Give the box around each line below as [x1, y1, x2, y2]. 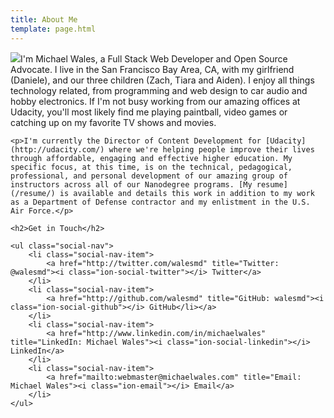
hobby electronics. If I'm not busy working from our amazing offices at [10, 95, 301, 107]
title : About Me [10, 14, 78, 25]
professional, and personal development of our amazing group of [10, 171, 288, 181]
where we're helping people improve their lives [108, 144, 315, 155]
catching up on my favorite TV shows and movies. [10, 116, 217, 128]
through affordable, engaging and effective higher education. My [10, 153, 293, 163]
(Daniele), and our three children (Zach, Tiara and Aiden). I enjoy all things [10, 74, 315, 86]
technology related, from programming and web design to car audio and [10, 84, 308, 96]
